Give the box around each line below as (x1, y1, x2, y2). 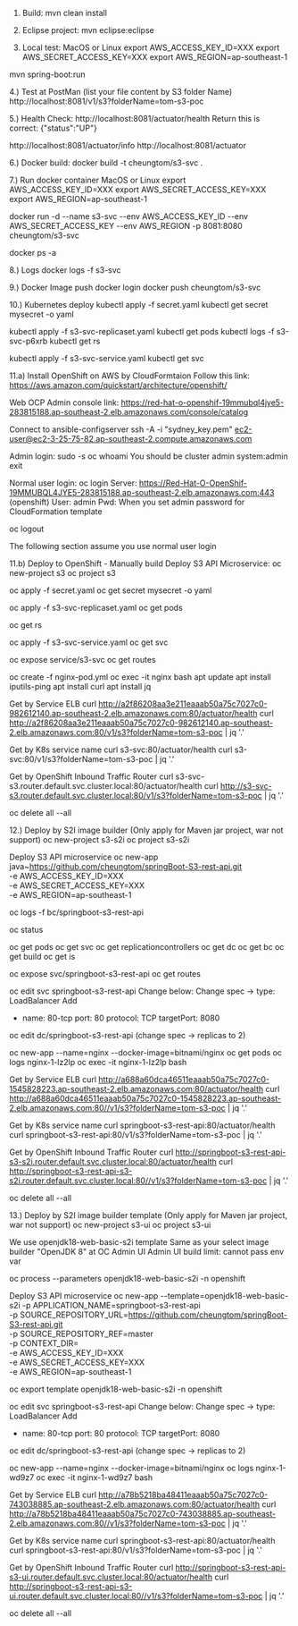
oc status (9, 925, 44, 935)
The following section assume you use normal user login (9, 541, 217, 551)
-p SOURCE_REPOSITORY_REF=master (9, 1328, 154, 1339)
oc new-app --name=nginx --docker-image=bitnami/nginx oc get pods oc (9, 1047, 283, 1058)
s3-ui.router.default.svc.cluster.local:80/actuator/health (9, 1571, 212, 1582)
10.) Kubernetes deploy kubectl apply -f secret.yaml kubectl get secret (9, 300, 269, 309)
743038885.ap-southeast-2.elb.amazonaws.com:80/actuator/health (9, 1499, 261, 1510)
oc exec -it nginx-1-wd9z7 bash (36, 1472, 153, 1483)
